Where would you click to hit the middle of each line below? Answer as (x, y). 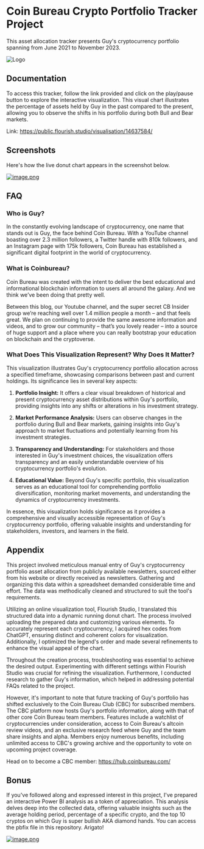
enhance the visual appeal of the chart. (55, 648)
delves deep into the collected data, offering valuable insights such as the (99, 808)
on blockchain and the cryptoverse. (51, 339)
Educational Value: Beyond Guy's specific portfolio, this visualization (102, 480)
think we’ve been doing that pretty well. (56, 295)
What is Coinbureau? (38, 269)
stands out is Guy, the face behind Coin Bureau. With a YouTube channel (97, 233)
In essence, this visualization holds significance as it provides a (86, 511)
